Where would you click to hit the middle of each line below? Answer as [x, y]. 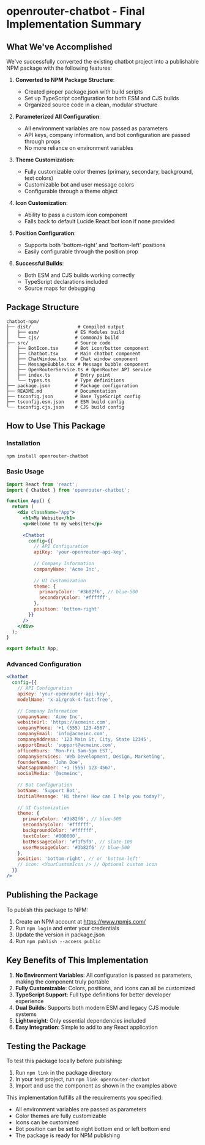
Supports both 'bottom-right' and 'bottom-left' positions [95, 245]
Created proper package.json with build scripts [84, 92]
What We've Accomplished [59, 47]
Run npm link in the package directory [63, 1073]
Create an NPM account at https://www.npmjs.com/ [80, 921]
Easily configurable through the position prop [81, 251]
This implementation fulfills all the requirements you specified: [85, 1098]
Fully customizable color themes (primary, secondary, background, [109, 172]
